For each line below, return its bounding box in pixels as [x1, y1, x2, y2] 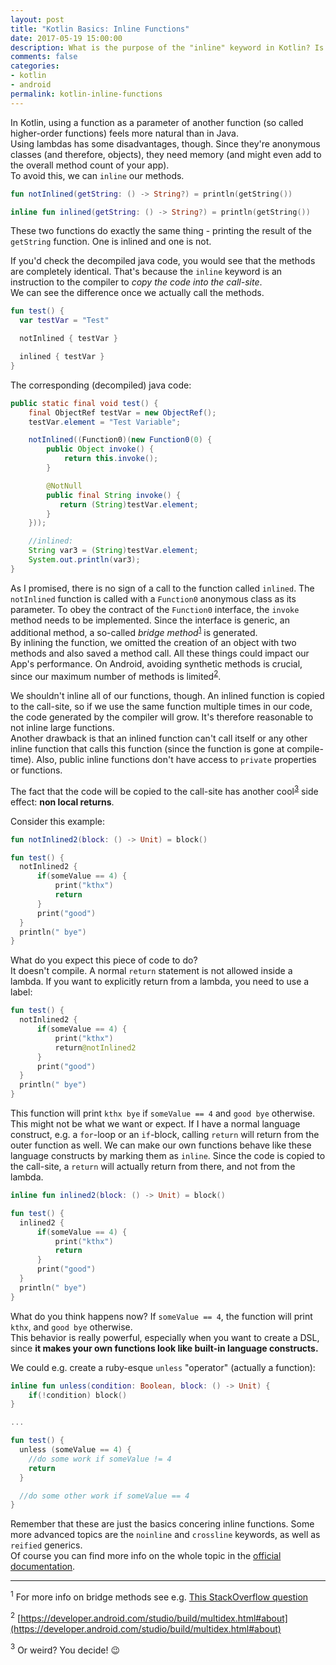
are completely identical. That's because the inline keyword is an [10, 266, 283, 278]
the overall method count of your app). [10, 159, 170, 171]
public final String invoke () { [46, 490, 182, 500]
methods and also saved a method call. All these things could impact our [10, 647, 310, 660]
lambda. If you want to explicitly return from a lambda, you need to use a [10, 976, 310, 988]
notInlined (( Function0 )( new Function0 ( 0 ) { [28, 435, 213, 445]
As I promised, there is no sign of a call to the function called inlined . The [10, 582, 315, 594]
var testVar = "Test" [19, 316, 110, 326]
